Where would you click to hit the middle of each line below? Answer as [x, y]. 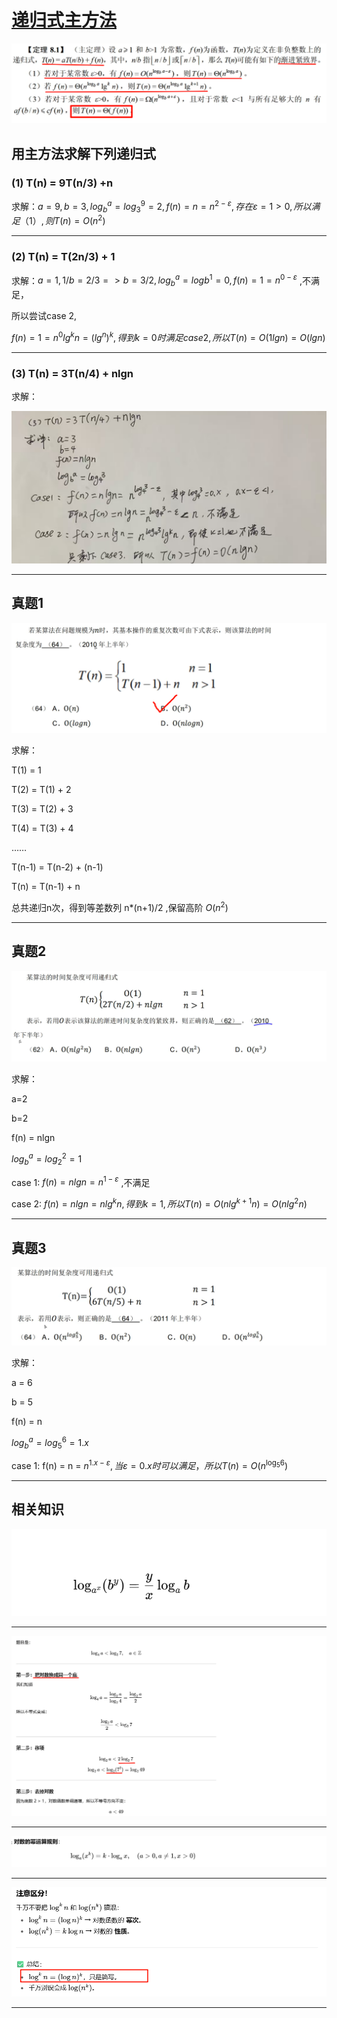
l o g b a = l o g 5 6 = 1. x [50, 1442]
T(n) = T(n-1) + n [46, 887]
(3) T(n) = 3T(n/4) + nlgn [72, 373]
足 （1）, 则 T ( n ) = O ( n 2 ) [58, 220]
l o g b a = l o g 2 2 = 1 [47, 1159]
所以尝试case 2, [44, 315]
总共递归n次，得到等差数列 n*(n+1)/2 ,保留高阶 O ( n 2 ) [120, 906]
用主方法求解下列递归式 [83, 153]
